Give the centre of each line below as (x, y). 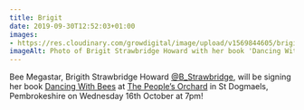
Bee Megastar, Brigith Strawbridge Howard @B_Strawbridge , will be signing (150, 77)
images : (24, 34)
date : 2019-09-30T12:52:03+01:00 (72, 26)
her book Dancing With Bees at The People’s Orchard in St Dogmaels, (139, 87)
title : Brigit (36, 18)
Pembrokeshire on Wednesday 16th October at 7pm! (106, 96)
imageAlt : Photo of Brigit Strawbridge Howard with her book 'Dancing (145, 51)
